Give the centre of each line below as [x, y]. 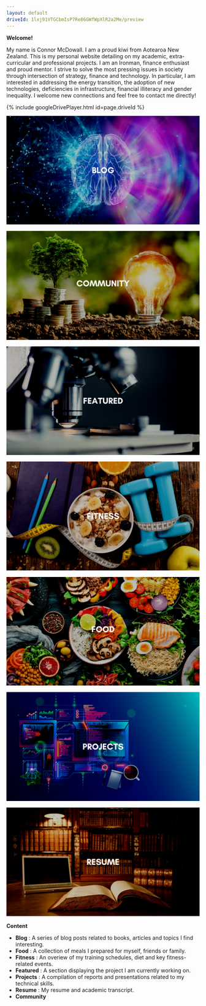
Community [31, 996]
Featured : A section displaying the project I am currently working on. [103, 970]
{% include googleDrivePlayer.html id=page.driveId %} [76, 107]
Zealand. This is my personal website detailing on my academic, [87, 56]
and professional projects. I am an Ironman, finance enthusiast [111, 63]
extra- [177, 56]
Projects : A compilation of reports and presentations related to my [100, 977]
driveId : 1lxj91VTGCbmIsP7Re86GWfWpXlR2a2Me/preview [75, 19]
